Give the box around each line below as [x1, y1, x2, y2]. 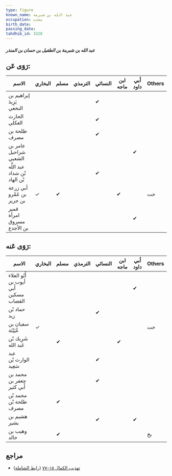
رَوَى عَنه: [6, 242, 31, 250]
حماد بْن [8, 306, 26, 313]
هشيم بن [8, 413, 28, 420]
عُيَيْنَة [8, 327, 19, 334]
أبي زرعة [8, 184, 28, 191]
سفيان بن [8, 320, 29, 328]
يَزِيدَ [8, 98, 17, 105]
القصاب [8, 297, 25, 305]
